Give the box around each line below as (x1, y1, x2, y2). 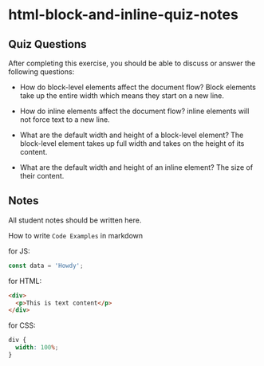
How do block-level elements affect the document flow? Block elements (19, 82, 257, 92)
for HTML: (8, 276, 42, 285)
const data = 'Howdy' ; (8, 262, 84, 270)
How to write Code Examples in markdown (8, 230, 144, 240)
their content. (19, 171, 65, 180)
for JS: (8, 246, 30, 256)
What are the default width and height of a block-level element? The (19, 130, 244, 140)
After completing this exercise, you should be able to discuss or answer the (8, 58, 256, 68)
